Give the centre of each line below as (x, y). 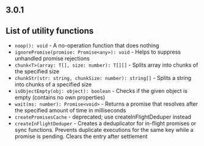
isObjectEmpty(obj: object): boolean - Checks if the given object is (101, 91)
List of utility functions (50, 31)
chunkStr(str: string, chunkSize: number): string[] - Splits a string (103, 78)
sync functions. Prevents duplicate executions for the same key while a (104, 130)
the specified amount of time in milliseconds (70, 111)
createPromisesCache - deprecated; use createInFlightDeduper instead (103, 117)
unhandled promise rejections (52, 59)
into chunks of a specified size (53, 84)
